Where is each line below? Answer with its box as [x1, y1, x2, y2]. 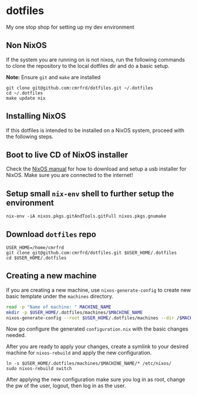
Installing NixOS [6, 111, 66, 121]
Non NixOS [6, 40, 47, 50]
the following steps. [6, 133, 54, 140]
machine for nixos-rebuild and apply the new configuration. [6, 349, 152, 356]
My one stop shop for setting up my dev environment [6, 23, 135, 30]
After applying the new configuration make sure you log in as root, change [6, 376, 186, 383]
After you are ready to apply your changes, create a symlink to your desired [6, 343, 189, 350]
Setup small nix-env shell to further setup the [6, 189, 174, 199]
